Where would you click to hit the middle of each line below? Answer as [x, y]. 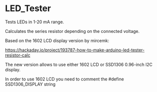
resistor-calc [18, 55]
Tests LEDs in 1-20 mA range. [35, 22]
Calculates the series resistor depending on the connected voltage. [72, 31]
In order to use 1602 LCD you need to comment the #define [64, 79]
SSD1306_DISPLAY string [30, 84]
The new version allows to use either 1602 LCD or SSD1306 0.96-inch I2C [79, 64]
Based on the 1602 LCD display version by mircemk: [57, 40]
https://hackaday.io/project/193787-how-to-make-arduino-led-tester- [75, 50]
